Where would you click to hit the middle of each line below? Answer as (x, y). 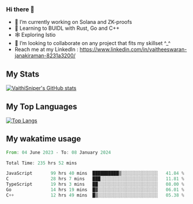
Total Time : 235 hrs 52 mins (42, 163)
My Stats (23, 74)
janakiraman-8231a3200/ (45, 56)
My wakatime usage (44, 139)
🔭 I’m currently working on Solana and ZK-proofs (73, 22)
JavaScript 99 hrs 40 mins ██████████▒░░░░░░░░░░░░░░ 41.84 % (95, 174)
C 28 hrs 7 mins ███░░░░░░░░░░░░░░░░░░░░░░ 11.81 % (95, 179)
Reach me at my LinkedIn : (46, 50)
